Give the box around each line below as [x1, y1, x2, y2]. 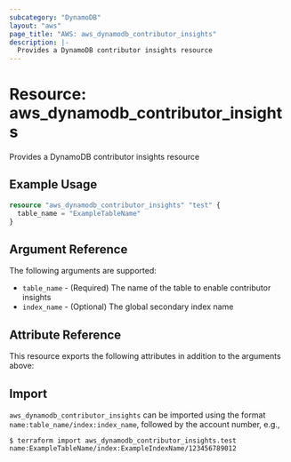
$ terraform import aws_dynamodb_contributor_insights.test [9, 436, 238, 445]
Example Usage [9, 177, 98, 192]
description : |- [9, 37, 69, 47]
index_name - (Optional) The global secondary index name [21, 301, 234, 312]
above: [9, 361, 35, 371]
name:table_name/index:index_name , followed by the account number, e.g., [9, 418, 280, 429]
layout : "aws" [9, 21, 62, 30]
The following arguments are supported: [9, 266, 158, 276]
